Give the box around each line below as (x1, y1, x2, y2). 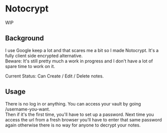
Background (5, 34, 44, 42)
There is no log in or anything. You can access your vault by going (5, 100, 141, 106)
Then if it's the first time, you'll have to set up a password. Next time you (5, 111, 154, 117)
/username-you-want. (5, 106, 50, 112)
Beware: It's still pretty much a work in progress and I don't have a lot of (5, 58, 153, 64)
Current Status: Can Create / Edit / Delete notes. (5, 73, 104, 79)
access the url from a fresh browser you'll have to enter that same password (5, 116, 162, 122)
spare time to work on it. (5, 63, 55, 69)
